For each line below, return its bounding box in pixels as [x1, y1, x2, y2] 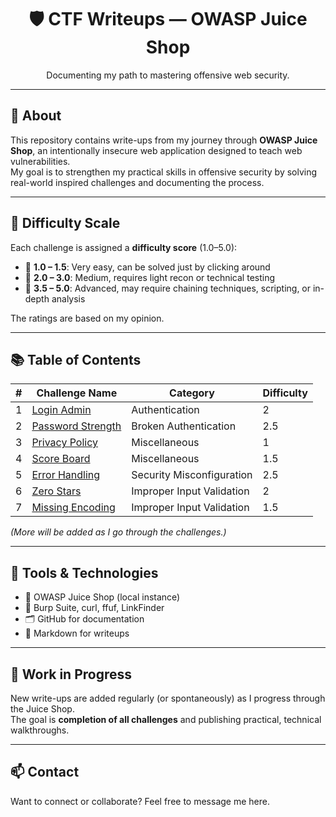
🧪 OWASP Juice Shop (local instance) [24, 591, 181, 603]
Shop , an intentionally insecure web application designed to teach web [10, 144, 303, 156]
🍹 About [10, 107, 62, 125]
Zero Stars [31, 484, 82, 498]
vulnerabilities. [10, 155, 71, 167]
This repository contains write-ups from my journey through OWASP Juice [10, 134, 318, 146]
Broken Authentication [131, 419, 237, 433]
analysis [51, 292, 86, 305]
